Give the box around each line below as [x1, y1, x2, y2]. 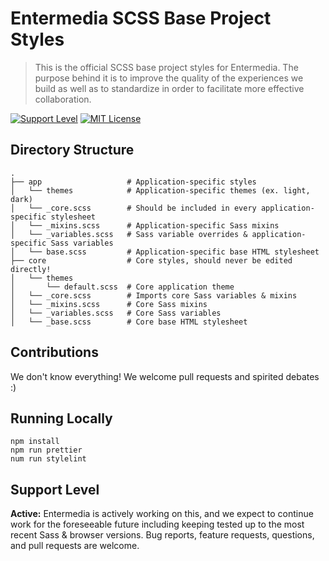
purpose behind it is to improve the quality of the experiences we [34, 72, 304, 84]
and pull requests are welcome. [10, 540, 140, 552]
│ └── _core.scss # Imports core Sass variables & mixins [10, 290, 298, 301]
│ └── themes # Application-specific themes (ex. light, [10, 185, 311, 196]
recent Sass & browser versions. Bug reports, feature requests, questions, [10, 529, 315, 541]
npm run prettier [10, 445, 83, 456]
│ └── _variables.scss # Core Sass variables [10, 308, 222, 318]
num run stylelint [10, 454, 87, 464]
